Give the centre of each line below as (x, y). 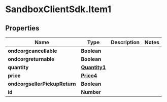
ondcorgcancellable (32, 51)
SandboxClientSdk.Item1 (58, 9)
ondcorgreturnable (31, 59)
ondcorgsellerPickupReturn (42, 84)
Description (125, 42)
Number (91, 92)
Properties (22, 28)
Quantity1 (93, 67)
